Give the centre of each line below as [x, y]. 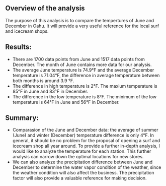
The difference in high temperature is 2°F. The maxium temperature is [85, 86]
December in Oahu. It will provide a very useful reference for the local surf [82, 26]
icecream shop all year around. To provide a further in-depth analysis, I [86, 146]
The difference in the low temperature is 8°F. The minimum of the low [85, 97]
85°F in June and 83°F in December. [50, 91]
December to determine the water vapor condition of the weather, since [87, 167]
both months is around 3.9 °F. [43, 81]
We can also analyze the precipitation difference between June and [82, 162]
